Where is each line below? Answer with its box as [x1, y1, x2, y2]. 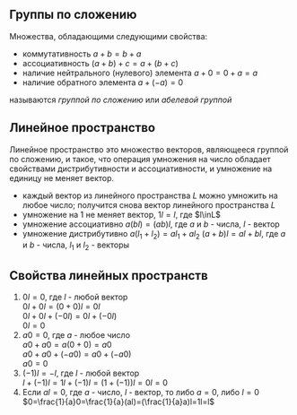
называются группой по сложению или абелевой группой [9, 94, 232, 105]
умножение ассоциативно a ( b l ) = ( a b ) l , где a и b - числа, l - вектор [22, 219, 280, 229]
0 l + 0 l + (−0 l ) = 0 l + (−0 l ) [22, 311, 118, 322]
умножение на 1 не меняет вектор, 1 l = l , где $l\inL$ [22, 209, 222, 220]
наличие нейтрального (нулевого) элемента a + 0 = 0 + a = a [22, 67, 258, 78]
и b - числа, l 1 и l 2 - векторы [22, 239, 130, 253]
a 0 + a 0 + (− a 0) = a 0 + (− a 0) [22, 349, 132, 359]
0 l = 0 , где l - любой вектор [22, 291, 128, 303]
